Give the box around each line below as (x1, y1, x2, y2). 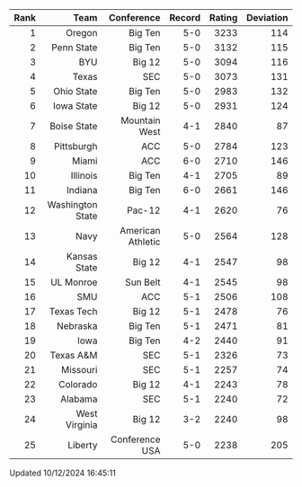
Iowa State (52, 100, 98, 111)
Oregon (66, 27, 98, 39)
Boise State (49, 120, 98, 132)
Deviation (246, 12, 289, 23)
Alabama (59, 393, 98, 405)
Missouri (61, 364, 98, 376)
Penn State (50, 41, 98, 53)
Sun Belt (125, 276, 161, 288)
